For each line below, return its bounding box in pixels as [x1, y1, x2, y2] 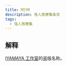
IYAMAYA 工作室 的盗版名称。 [5, 55, 65, 61]
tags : [5, 16, 16, 21]
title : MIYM [5, 7, 30, 12]
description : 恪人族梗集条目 [5, 12, 61, 17]
